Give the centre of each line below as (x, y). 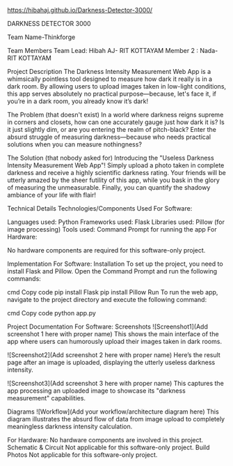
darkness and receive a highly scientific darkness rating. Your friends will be (116, 173)
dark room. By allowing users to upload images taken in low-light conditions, (117, 86)
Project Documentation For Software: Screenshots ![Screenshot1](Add (108, 326)
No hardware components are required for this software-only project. (106, 250)
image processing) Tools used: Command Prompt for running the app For (112, 229)
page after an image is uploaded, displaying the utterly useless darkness (111, 362)
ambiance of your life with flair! (51, 195)
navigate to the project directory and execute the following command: (107, 300)
